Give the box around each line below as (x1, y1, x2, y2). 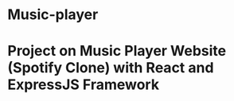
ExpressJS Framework (7, 76, 160, 94)
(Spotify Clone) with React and (7, 59, 214, 77)
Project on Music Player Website (7, 42, 227, 60)
